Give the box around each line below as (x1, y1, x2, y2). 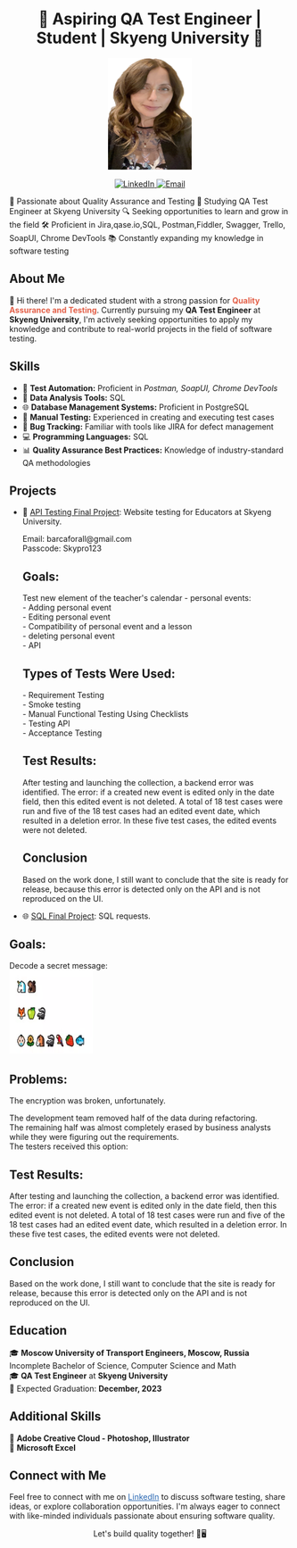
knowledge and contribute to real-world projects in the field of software (9, 323, 273, 334)
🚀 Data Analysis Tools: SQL (21, 392, 126, 403)
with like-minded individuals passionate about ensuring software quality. (9, 1511, 276, 1521)
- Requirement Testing (21, 690, 105, 700)
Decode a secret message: (9, 961, 109, 971)
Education (9, 1323, 68, 1338)
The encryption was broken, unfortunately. (9, 1095, 167, 1106)
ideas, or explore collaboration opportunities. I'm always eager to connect (9, 1501, 281, 1512)
